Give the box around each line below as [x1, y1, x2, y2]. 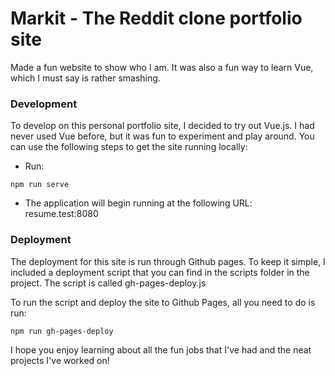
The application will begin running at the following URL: [24, 197, 253, 209]
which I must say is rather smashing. [10, 72, 161, 84]
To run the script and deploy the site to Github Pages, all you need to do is [10, 296, 316, 308]
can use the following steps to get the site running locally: [10, 141, 248, 153]
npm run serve [10, 180, 70, 190]
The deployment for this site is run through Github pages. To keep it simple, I [10, 255, 326, 267]
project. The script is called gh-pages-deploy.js [10, 277, 207, 289]
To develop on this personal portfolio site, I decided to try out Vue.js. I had [10, 120, 315, 132]
